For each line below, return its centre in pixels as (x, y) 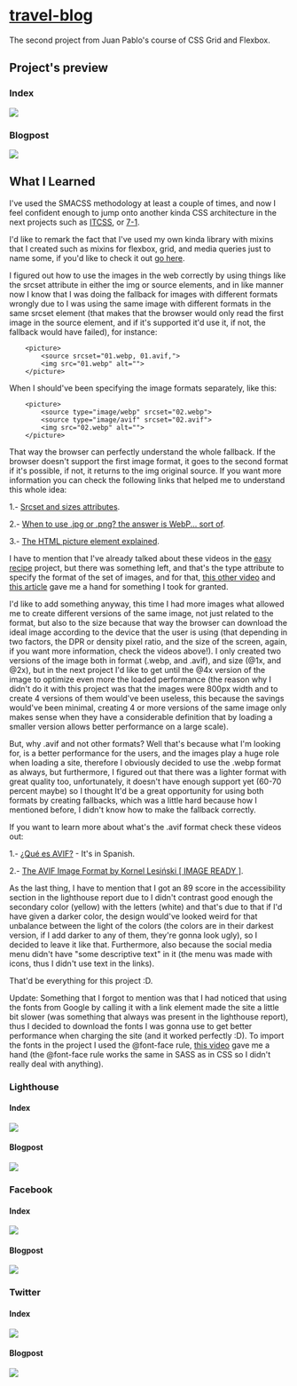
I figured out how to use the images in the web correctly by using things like (148, 275)
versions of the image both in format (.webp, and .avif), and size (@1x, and (145, 660)
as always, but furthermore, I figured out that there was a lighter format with (148, 772)
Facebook (31, 1189)
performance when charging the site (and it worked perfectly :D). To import (147, 1035)
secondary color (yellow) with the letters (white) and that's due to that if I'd (146, 907)
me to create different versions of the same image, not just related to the (141, 613)
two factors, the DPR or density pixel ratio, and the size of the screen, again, (148, 641)
